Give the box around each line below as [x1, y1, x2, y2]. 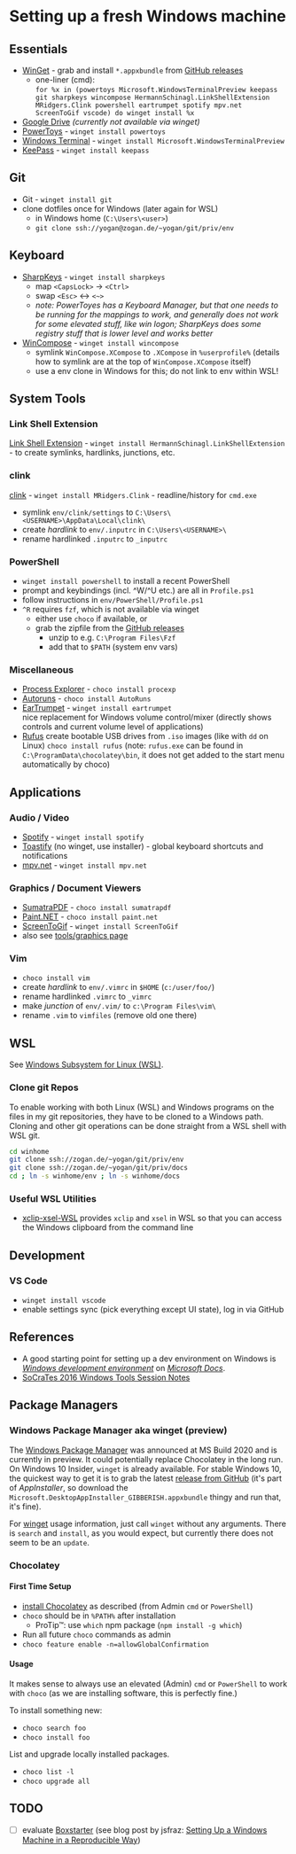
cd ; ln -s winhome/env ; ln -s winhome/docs [9, 1172, 180, 1180]
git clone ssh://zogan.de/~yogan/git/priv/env [9, 1155, 184, 1165]
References [9, 1329, 74, 1344]
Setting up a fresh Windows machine [9, 6, 286, 27]
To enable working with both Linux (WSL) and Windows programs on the [9, 1102, 275, 1112]
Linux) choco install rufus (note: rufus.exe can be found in [21, 740, 244, 751]
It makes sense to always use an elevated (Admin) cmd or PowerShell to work [9, 1678, 288, 1689]
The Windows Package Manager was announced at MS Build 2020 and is [9, 1445, 277, 1455]
